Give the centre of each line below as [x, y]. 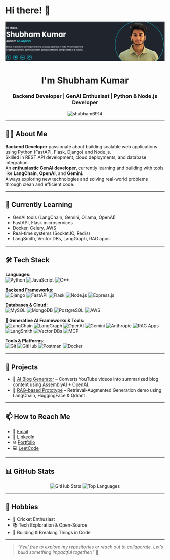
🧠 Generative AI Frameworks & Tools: [45, 320]
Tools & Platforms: [25, 341]
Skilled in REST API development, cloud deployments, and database [76, 157]
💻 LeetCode [26, 448]
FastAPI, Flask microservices [43, 222]
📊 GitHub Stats [30, 471]
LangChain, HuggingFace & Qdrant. [50, 396]
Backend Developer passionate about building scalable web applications [81, 146]
